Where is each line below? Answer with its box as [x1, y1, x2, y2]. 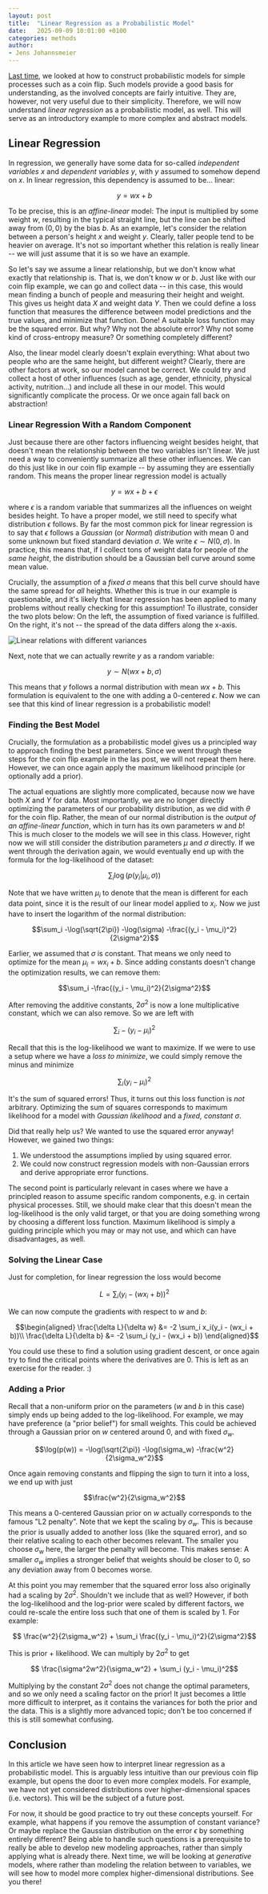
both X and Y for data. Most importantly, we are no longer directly [8, 795, 225, 806]
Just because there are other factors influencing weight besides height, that [8, 438, 259, 447]
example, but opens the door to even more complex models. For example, [8, 1776, 252, 1786]
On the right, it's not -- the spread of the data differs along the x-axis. [8, 620, 238, 630]
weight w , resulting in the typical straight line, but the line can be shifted [8, 214, 246, 224]
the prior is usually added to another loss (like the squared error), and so [8, 1527, 247, 1537]
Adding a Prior [8, 1383, 66, 1395]
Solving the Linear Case [8, 1254, 103, 1266]
